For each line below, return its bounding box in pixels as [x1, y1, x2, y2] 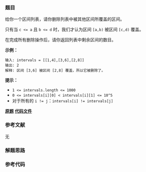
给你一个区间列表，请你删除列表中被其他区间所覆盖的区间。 [5, 16, 125, 22]
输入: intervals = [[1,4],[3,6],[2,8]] [5, 58, 85, 63]
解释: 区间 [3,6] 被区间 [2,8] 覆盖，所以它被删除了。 [5, 68, 106, 73]
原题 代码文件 [5, 108, 32, 114]
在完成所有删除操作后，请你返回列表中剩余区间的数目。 [5, 37, 116, 43]
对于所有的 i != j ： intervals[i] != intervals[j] [12, 98, 113, 104]
